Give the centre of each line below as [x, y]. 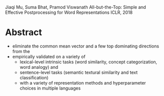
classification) [34, 77]
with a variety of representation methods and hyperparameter [83, 83]
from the [21, 51]
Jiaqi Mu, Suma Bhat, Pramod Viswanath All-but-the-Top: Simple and [76, 7]
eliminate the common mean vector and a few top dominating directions [86, 46]
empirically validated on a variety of [49, 56]
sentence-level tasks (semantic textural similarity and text [79, 72]
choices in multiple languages [50, 88]
